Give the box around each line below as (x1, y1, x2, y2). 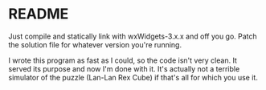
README (8, 5, 69, 23)
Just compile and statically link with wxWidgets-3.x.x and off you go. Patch (8, 31, 257, 41)
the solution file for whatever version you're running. (8, 39, 182, 49)
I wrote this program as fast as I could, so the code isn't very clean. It (8, 55, 237, 65)
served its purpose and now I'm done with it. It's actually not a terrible (8, 63, 240, 73)
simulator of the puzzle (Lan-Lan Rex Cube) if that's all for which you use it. (8, 72, 259, 82)
